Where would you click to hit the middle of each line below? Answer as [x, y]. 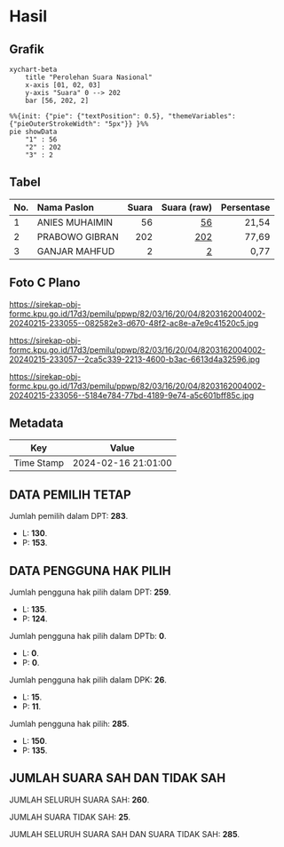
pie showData [33, 132]
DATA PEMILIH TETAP [70, 495]
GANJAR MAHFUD [76, 251]
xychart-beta [33, 69]
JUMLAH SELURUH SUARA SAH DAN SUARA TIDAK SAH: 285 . [125, 834]
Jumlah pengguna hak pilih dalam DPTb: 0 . [88, 636]
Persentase [245, 207]
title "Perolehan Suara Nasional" [89, 77]
